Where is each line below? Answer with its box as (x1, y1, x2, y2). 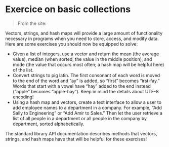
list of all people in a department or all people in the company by (12, 115, 147, 121)
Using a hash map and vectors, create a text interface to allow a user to (12, 99, 162, 105)
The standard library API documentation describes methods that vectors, (5, 130, 157, 136)
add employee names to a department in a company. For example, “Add (12, 104, 162, 111)
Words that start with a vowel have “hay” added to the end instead (12, 83, 151, 89)
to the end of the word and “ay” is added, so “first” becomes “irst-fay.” (12, 78, 160, 84)
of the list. (12, 67, 34, 73)
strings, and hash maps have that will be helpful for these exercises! (5, 136, 147, 142)
